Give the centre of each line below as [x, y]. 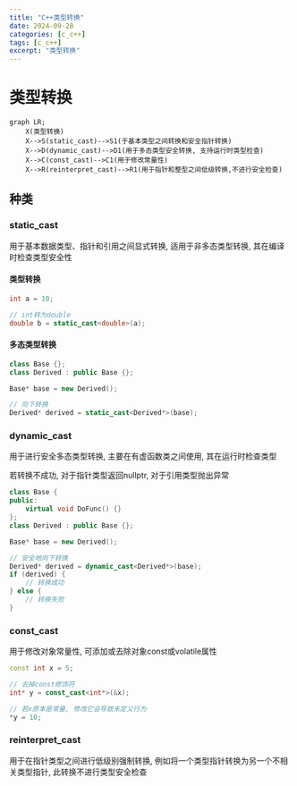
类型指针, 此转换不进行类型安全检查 [82, 772]
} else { [25, 591]
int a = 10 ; [31, 299]
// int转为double [40, 315]
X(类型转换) [45, 132]
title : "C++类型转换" [47, 17]
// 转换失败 [45, 600]
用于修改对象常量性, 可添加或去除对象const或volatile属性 [113, 651]
